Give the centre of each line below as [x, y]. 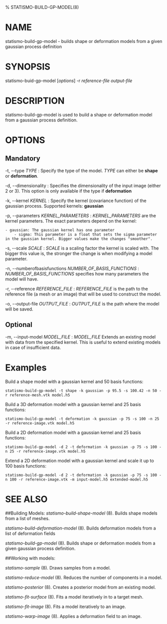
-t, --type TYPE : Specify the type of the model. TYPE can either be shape [82, 170]
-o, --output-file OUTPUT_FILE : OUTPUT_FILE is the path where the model [82, 303]
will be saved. [19, 309]
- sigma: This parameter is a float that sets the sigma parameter [85, 234]
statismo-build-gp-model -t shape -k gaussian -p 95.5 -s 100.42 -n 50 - [83, 390]
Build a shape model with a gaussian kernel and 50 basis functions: [74, 381]
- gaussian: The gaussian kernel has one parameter [60, 230]
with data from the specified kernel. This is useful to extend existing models [83, 342]
